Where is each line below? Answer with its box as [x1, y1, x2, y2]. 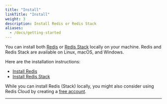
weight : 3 [5, 16, 26, 21]
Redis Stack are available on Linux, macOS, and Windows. [5, 49, 124, 55]
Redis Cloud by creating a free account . [5, 89, 86, 94]
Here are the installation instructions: [5, 59, 81, 64]
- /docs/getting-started [9, 30, 61, 35]
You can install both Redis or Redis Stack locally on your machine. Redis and [5, 44, 162, 50]
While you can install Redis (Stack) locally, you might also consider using [5, 83, 154, 89]
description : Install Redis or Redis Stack [5, 21, 97, 26]
